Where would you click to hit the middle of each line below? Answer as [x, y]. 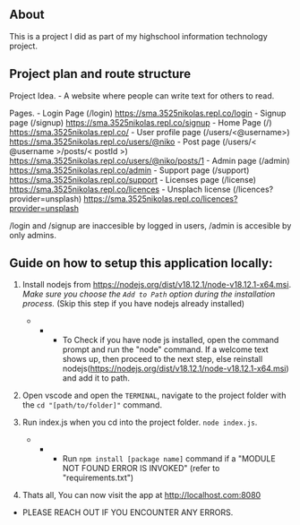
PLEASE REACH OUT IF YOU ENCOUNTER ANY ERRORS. [128, 512]
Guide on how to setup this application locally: [141, 263]
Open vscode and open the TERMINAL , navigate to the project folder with [154, 396]
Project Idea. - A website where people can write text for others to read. [142, 95]
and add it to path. [96, 378]
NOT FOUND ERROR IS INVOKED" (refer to [141, 469]
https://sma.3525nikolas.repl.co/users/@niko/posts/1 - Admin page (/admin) [150, 160]
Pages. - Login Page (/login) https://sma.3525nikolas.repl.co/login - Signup [148, 113]
